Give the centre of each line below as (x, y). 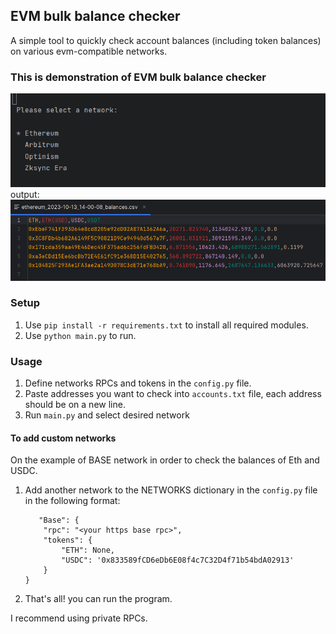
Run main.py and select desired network (107, 415)
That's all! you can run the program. (98, 599)
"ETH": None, (88, 550)
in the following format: (72, 501)
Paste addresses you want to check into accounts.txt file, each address (173, 394)
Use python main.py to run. (80, 335)
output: (25, 195)
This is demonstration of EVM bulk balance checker (138, 77)
